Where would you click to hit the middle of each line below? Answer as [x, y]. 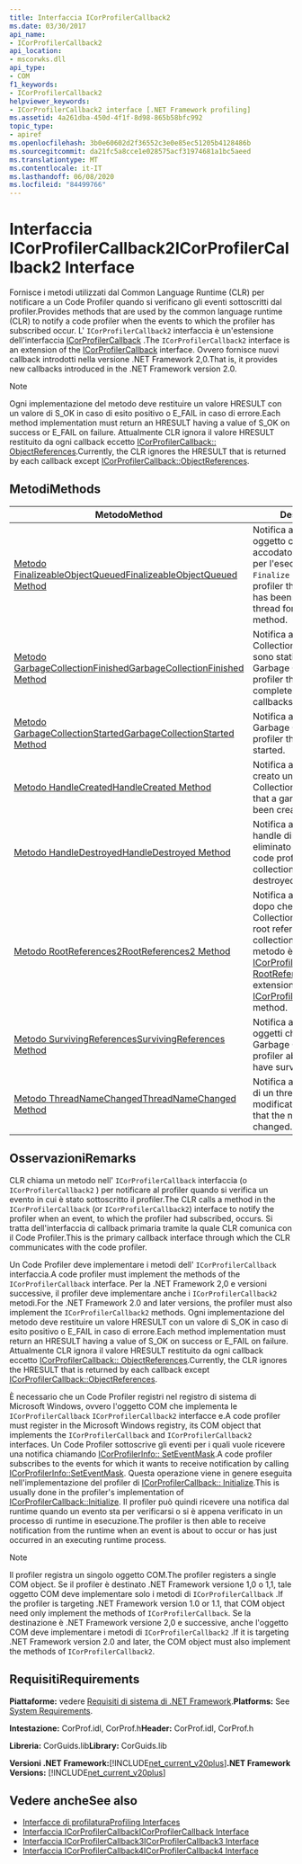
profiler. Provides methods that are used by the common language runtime [146, 312]
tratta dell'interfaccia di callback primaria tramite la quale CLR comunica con [151, 1227]
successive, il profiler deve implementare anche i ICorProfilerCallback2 [143, 1293]
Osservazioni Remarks [73, 1159]
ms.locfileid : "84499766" [58, 185]
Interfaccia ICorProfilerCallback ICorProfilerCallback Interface [136, 1832]
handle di [272, 835]
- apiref [26, 135]
